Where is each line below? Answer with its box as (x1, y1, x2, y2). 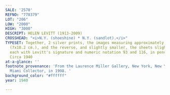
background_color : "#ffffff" (5, 73, 67, 78)
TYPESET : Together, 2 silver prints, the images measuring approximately (5, 40, 164, 45)
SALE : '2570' (5, 7, 33, 13)
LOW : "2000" (5, 21, 30, 27)
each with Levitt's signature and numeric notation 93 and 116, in (10, 50, 155, 55)
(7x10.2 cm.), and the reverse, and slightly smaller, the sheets (10, 45, 153, 50)
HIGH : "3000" (5, 26, 33, 31)
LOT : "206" (5, 17, 28, 22)
